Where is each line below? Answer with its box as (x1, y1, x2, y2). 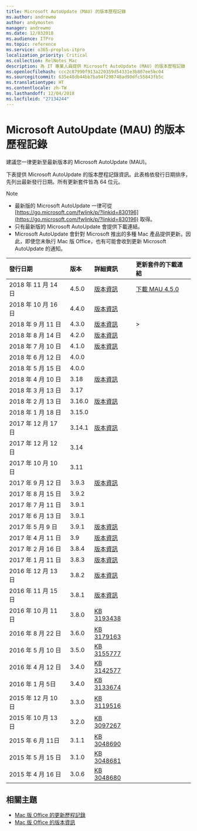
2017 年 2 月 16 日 (9, 544, 62, 553)
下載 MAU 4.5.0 (135, 285, 179, 293)
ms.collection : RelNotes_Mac (6, 58, 77, 63)
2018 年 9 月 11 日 (9, 320, 62, 328)
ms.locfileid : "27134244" (6, 96, 69, 102)
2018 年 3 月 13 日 (9, 386, 62, 394)
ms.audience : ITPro (6, 36, 54, 42)
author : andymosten (6, 19, 54, 25)
